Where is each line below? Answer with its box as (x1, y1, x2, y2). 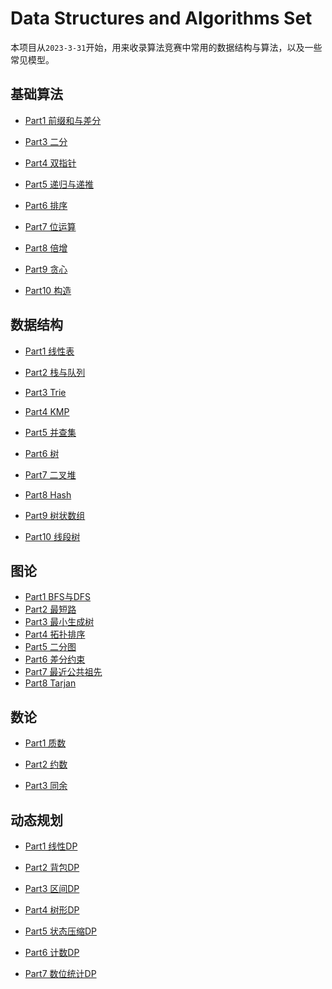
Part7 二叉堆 (24, 468, 77, 481)
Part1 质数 (24, 737, 67, 749)
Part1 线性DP (24, 840, 78, 852)
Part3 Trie (24, 386, 67, 398)
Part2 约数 (24, 758, 68, 771)
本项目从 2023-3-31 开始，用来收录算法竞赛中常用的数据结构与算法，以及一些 (10, 41, 323, 53)
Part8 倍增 (24, 242, 68, 254)
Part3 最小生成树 (24, 616, 95, 628)
